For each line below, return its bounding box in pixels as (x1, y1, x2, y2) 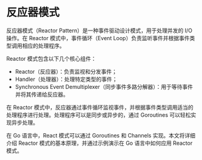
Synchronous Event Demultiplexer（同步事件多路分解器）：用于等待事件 (15, 83, 193, 90)
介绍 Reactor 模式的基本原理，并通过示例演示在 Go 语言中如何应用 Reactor (6, 139, 193, 147)
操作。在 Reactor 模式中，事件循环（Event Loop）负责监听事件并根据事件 (6, 34, 190, 41)
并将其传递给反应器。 (15, 91, 69, 98)
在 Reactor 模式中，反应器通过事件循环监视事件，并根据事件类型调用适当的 (6, 103, 194, 111)
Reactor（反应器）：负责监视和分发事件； (15, 68, 117, 75)
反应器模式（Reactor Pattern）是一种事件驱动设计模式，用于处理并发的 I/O (6, 27, 193, 34)
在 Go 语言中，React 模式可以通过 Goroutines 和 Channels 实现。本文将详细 (6, 131, 196, 139)
